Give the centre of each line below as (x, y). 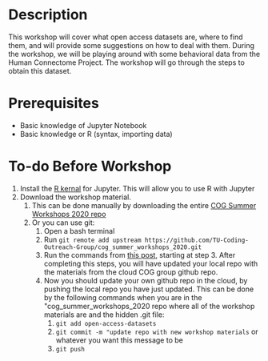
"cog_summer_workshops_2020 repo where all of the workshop (149, 306)
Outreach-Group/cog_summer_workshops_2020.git (123, 247)
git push (70, 349)
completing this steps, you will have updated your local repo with (151, 263)
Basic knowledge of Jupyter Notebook (83, 125)
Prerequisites (54, 104)
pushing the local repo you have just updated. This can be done (149, 289)
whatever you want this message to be (120, 340)
